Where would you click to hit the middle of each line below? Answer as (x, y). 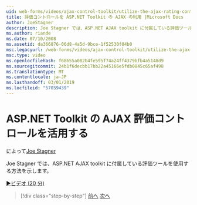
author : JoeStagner (30, 22)
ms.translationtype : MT (35, 72)
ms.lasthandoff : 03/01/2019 (40, 83)
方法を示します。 (31, 170)
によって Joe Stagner (31, 151)
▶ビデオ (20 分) (26, 183)
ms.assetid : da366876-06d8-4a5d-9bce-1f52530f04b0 (69, 45)
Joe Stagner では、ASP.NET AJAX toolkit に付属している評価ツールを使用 (95, 163)
